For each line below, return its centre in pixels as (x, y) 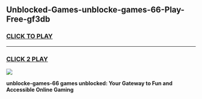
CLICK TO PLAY (29, 37)
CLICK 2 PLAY (27, 59)
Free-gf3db (28, 19)
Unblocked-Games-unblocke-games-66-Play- (96, 10)
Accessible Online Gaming (40, 89)
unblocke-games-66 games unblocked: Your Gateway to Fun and (89, 83)
